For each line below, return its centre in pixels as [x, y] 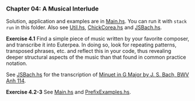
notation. [17, 63]
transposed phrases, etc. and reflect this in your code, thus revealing [89, 51]
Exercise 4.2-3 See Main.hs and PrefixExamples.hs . [69, 92]
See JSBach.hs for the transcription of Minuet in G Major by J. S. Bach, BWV [97, 75]
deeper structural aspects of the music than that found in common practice [96, 57]
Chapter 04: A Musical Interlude [52, 9]
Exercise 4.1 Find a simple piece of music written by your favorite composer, [98, 39]
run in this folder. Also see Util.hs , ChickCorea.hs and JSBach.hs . [84, 27]
